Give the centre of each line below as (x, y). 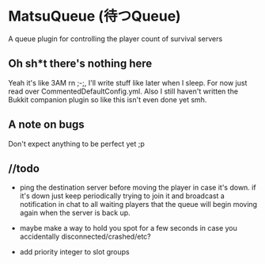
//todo (24, 168)
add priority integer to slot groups (74, 252)
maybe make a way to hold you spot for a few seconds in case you (128, 228)
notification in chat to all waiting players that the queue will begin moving (138, 205)
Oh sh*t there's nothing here (80, 64)
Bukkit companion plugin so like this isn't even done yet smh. (108, 99)
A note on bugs (46, 125)
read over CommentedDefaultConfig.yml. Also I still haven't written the (123, 91)
